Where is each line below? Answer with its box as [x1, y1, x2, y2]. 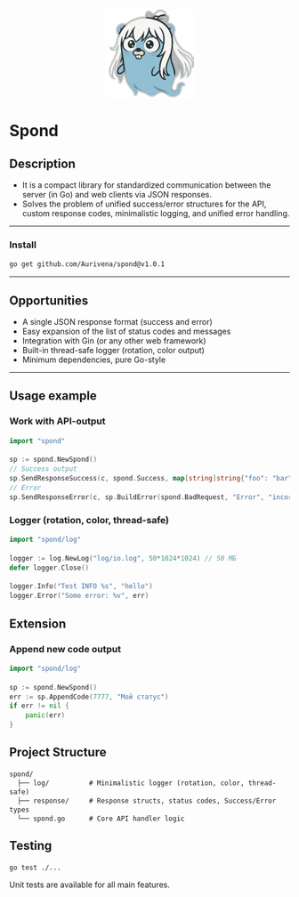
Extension [9, 616, 67, 631]
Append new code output [9, 642, 122, 655]
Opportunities [9, 293, 89, 308]
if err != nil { [9, 701, 69, 711]
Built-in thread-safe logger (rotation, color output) [21, 344, 205, 355]
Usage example [9, 388, 98, 404]
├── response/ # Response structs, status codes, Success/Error [17, 796, 277, 805]
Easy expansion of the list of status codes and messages [21, 326, 231, 336]
